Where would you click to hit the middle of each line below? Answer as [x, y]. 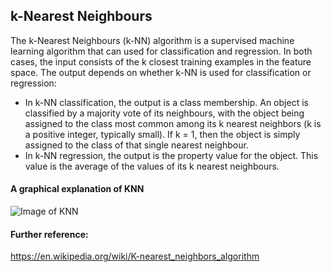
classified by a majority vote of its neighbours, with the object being [164, 113]
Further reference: [49, 234]
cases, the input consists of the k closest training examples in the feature [161, 61]
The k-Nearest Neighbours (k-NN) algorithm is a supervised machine [152, 40]
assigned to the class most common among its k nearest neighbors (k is [173, 123]
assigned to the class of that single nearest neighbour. [136, 145]
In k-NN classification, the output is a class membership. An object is [166, 102]
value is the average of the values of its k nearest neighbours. [152, 166]
